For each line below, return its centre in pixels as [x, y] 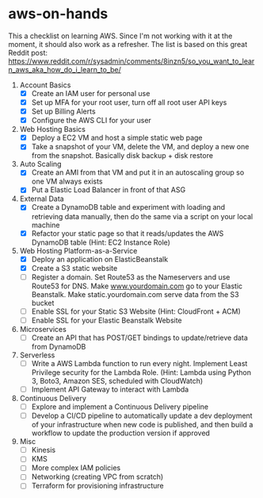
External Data [42, 199]
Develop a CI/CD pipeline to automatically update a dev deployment [142, 416]
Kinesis [44, 450]
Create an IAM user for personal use [91, 93]
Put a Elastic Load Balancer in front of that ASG [109, 190]
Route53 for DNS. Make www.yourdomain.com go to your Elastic [137, 286]
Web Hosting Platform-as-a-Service [78, 250]
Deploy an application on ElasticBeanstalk [100, 259]
